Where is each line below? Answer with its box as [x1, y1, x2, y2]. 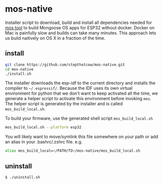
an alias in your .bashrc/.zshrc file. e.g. [5, 139, 83, 145]
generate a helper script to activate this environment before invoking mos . [5, 96, 152, 102]
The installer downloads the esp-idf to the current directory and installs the [5, 80, 156, 86]
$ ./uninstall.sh [5, 175, 40, 180]
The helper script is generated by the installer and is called [5, 101, 123, 107]
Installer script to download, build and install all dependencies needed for [5, 20, 152, 25]
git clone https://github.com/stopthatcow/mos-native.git [5, 62, 125, 67]
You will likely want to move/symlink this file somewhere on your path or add [5, 134, 159, 140]
